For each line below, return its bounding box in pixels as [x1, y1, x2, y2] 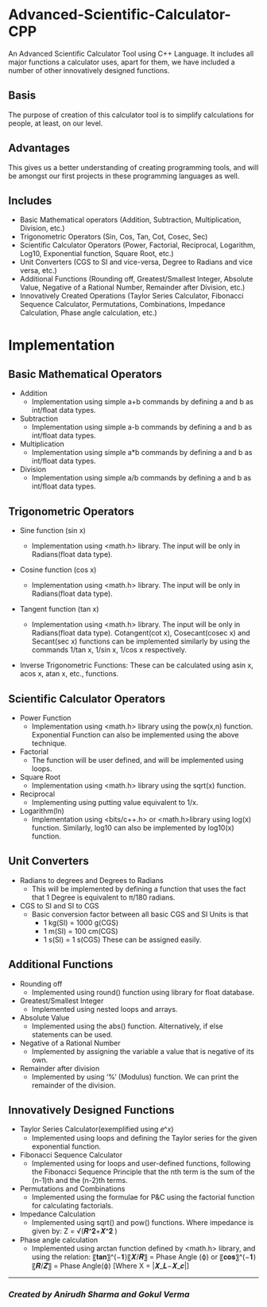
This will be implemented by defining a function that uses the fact [31, 884, 246, 893]
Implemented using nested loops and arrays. [31, 1004, 178, 1013]
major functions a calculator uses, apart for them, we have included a [8, 57, 236, 67]
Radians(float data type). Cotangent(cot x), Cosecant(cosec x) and [31, 628, 250, 638]
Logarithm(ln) [19, 806, 65, 815]
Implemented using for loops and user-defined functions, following [31, 1159, 251, 1169]
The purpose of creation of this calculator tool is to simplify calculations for [8, 110, 254, 119]
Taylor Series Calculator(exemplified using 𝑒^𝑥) [19, 1124, 174, 1134]
